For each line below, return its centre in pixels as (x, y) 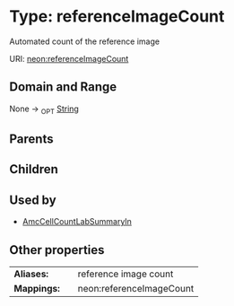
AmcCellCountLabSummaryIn (77, 222)
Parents (31, 139)
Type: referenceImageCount (117, 17)
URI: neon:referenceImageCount (69, 58)
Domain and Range (63, 87)
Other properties (57, 250)
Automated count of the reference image (84, 41)
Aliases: (31, 274)
